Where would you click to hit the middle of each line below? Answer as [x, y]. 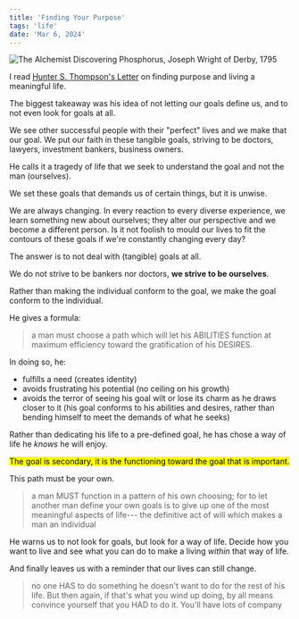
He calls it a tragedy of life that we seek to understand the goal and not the [147, 167]
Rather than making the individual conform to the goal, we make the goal [143, 291]
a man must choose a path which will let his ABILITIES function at [151, 335]
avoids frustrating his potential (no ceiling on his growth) [126, 389]
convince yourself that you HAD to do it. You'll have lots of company [157, 605]
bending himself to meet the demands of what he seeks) [126, 417]
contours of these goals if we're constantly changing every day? [128, 239]
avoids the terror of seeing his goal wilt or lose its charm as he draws [149, 398]
